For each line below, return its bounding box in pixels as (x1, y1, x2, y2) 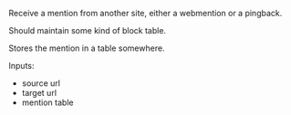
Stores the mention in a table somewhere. (8, 43, 165, 53)
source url (21, 78, 61, 89)
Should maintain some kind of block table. (8, 25, 166, 35)
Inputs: (8, 61, 35, 71)
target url (21, 88, 57, 98)
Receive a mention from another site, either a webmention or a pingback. (8, 8, 283, 18)
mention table (21, 97, 74, 108)
